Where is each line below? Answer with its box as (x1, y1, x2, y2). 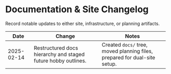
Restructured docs (34, 44, 78, 52)
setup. (101, 60, 117, 67)
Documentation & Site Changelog (5, 4, 149, 15)
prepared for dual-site (101, 54, 155, 61)
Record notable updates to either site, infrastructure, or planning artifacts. (5, 20, 160, 27)
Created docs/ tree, (101, 41, 148, 48)
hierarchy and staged (34, 51, 85, 58)
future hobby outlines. (34, 57, 87, 64)
